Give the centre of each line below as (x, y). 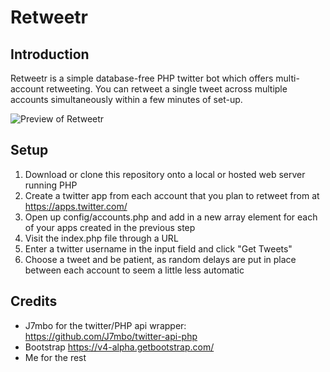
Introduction (50, 54)
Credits (34, 301)
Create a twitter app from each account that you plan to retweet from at (172, 195)
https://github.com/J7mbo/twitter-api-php (111, 336)
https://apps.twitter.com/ (76, 206)
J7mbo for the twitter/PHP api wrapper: (105, 325)
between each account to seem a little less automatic (134, 270)
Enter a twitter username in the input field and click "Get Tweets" (158, 248)
